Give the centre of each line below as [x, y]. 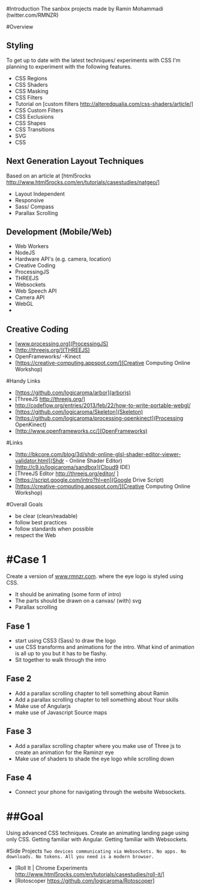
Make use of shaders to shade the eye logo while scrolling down [94, 759]
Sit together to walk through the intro [60, 660]
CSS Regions [31, 78]
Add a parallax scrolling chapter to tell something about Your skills [97, 699]
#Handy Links [23, 381]
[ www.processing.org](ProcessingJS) [62, 344]
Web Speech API [36, 291]
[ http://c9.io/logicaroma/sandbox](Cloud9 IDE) [73, 467]
